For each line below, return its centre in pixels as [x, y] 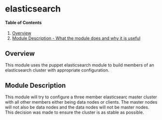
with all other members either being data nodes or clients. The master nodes [81, 102]
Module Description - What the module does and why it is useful [76, 38]
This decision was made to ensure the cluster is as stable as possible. [74, 112]
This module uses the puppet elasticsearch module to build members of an [80, 65]
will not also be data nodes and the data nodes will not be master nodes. [77, 107]
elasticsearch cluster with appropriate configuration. [57, 70]
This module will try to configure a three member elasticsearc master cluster [81, 97]
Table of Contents [23, 22]
